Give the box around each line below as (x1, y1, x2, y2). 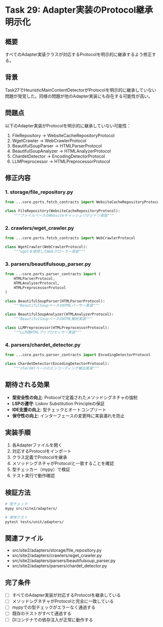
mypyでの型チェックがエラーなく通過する (12, 605, 96, 610)
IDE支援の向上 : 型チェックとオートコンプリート (12, 406, 107, 412)
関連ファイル (5, 534, 44, 543)
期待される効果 (5, 381, 50, 389)
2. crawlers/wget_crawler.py (5, 224, 74, 231)
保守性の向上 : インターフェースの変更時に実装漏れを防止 (12, 413, 125, 419)
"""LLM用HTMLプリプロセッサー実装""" (14, 330, 82, 335)
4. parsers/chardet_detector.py (5, 341, 81, 348)
